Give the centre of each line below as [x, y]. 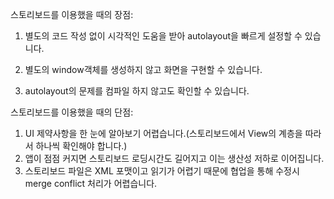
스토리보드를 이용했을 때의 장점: [72, 14]
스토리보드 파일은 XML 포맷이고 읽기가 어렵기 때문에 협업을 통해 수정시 [162, 171]
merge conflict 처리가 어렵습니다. [91, 183]
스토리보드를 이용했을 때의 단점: [72, 112]
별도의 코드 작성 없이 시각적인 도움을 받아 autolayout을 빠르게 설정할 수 [163, 36]
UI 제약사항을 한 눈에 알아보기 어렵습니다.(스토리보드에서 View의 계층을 [163, 133]
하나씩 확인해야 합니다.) [81, 146]
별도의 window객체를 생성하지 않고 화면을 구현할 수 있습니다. [143, 69]
